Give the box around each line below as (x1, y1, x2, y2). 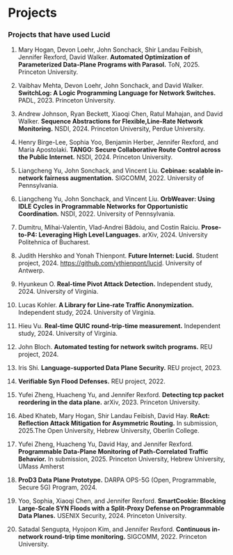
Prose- (201, 223, 222, 232)
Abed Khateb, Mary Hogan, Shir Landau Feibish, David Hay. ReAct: (17, 412, 210, 420)
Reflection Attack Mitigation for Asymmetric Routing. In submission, (17, 419, 218, 427)
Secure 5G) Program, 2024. (17, 483, 97, 491)
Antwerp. (17, 267, 45, 275)
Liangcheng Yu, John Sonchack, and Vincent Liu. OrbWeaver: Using (17, 195, 215, 203)
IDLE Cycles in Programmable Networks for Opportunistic (17, 202, 188, 211)
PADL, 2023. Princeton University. (17, 96, 115, 105)
